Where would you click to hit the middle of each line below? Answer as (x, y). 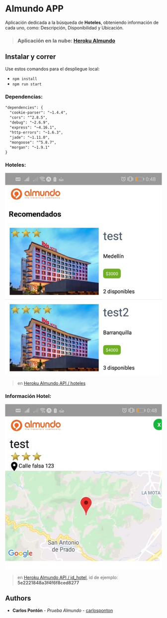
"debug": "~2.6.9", (30, 123)
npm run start (27, 84)
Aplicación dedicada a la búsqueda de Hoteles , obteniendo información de (82, 22)
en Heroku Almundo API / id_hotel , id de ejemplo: (68, 577)
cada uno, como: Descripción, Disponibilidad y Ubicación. (64, 27)
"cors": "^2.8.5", (29, 118)
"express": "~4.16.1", (33, 127)
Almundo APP (34, 9)
